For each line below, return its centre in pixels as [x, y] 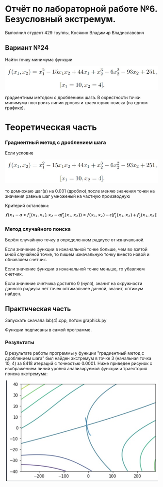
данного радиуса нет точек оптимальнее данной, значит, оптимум [74, 288]
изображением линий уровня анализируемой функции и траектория [76, 368]
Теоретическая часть [51, 127]
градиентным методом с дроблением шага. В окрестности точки [73, 97]
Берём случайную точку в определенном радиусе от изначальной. [75, 240]
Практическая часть [38, 309]
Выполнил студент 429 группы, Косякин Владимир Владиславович [75, 32]
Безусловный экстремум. [60, 19]
